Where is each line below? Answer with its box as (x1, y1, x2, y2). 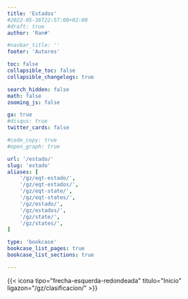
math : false (7, 93, 41, 99)
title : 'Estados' (7, 10, 57, 17)
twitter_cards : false (7, 124, 70, 131)
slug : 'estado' (7, 162, 51, 169)
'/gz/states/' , (19, 220, 64, 226)
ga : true (7, 111, 32, 118)
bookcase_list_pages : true (7, 245, 85, 252)
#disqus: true (7, 118, 48, 125)
